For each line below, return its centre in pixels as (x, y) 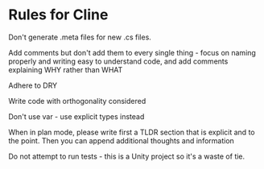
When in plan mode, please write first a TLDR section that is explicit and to (132, 132)
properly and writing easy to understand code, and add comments (118, 61)
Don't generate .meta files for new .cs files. (80, 37)
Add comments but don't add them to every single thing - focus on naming (132, 52)
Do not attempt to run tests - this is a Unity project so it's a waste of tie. (127, 156)
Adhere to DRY (33, 85)
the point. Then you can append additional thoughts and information (122, 140)
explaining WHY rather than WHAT (66, 69)
